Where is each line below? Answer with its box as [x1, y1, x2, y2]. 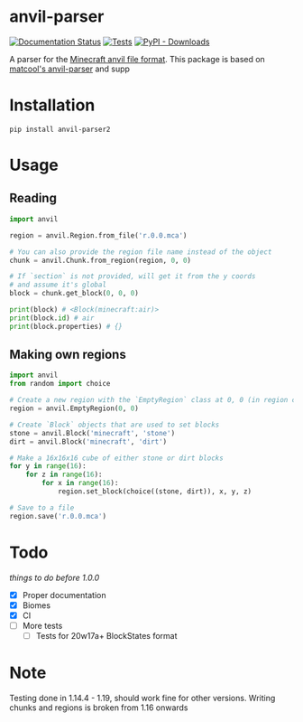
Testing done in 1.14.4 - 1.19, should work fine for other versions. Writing [9, 692, 276, 703]
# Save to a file [9, 503, 75, 512]
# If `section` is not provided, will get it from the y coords [9, 272, 256, 281]
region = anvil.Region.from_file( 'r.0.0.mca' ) [9, 230, 188, 240]
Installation [9, 95, 96, 116]
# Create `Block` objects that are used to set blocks [9, 420, 220, 429]
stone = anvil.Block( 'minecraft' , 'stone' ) [9, 428, 176, 437]
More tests [22, 620, 63, 631]
